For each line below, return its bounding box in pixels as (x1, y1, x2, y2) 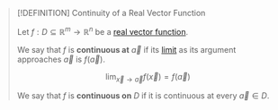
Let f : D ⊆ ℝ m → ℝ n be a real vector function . (16, 25, 189, 37)
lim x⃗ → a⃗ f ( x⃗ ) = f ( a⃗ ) (105, 71, 191, 84)
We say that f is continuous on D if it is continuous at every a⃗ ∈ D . (16, 90, 270, 101)
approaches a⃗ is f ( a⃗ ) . (16, 54, 105, 64)
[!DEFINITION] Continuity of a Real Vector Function (16, 8, 206, 18)
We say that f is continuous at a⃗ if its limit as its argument (16, 44, 237, 55)
